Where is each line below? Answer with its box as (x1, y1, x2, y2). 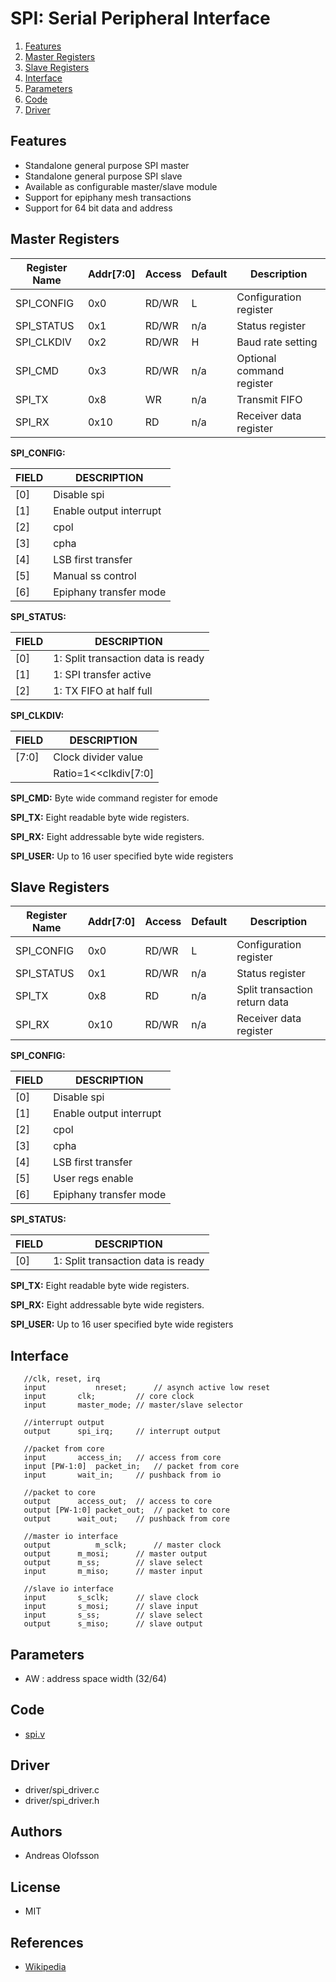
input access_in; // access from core (23, 1453, 222, 1463)
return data (236, 995, 290, 1009)
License (10, 1878, 61, 1896)
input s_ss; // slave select (23, 1610, 203, 1621)
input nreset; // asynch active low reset (23, 1383, 271, 1393)
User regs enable (53, 1172, 134, 1186)
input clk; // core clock (23, 1392, 195, 1402)
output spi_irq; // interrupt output (23, 1427, 222, 1437)
